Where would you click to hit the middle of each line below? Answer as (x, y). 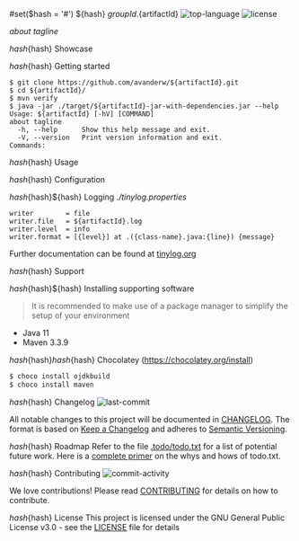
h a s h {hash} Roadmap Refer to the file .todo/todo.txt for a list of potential (143, 446)
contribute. (30, 500)
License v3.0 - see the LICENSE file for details (94, 527)
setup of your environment (80, 315)
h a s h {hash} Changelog (52, 402)
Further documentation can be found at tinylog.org (103, 253)
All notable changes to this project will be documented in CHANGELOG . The (149, 419)
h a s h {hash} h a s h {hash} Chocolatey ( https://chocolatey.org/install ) (132, 360)
